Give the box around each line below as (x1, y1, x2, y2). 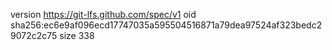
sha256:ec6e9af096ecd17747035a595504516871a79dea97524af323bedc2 (10, 19, 323, 31)
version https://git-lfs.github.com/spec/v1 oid (10, 9, 197, 20)
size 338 (59, 30, 95, 41)
